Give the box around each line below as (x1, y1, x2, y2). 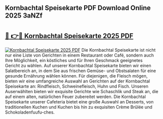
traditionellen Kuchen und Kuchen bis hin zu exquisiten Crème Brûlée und (5, 104, 152, 110)
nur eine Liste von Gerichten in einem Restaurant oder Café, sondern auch (5, 52, 154, 58)
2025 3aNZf (5, 12, 43, 20)
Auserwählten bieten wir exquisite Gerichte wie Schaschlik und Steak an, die (5, 89, 159, 94)
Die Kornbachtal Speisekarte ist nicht (81, 47, 156, 53)
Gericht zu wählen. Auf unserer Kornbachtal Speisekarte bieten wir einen (5, 63, 152, 68)
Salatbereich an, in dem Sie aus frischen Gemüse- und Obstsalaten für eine (5, 68, 157, 74)
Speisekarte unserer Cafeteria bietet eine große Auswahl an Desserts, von (5, 99, 154, 104)
